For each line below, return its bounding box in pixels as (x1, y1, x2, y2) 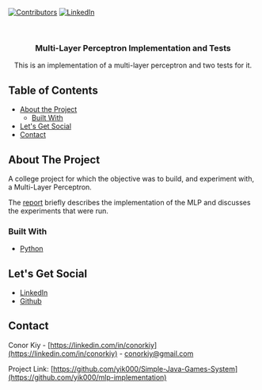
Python (19, 244, 44, 254)
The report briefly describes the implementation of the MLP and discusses (8, 197, 251, 207)
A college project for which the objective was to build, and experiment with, (8, 174, 255, 183)
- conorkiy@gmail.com (119, 349, 194, 358)
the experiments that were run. (8, 206, 109, 216)
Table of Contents (8, 83, 99, 97)
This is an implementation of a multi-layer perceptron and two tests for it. (13, 60, 253, 71)
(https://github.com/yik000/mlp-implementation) (8, 373, 167, 382)
